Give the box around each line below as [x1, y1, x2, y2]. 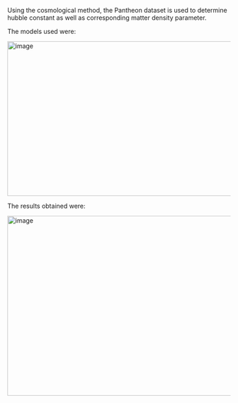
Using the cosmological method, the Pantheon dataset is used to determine [7, 6, 228, 14]
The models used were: [7, 28, 76, 35]
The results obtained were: [7, 201, 86, 210]
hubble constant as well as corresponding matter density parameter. [7, 13, 207, 22]
